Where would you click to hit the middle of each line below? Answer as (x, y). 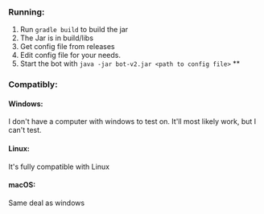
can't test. (25, 130)
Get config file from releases (67, 47)
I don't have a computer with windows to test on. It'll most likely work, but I (132, 121)
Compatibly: (33, 84)
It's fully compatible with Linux (59, 167)
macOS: (22, 185)
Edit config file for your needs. (70, 56)
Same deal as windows (47, 203)
